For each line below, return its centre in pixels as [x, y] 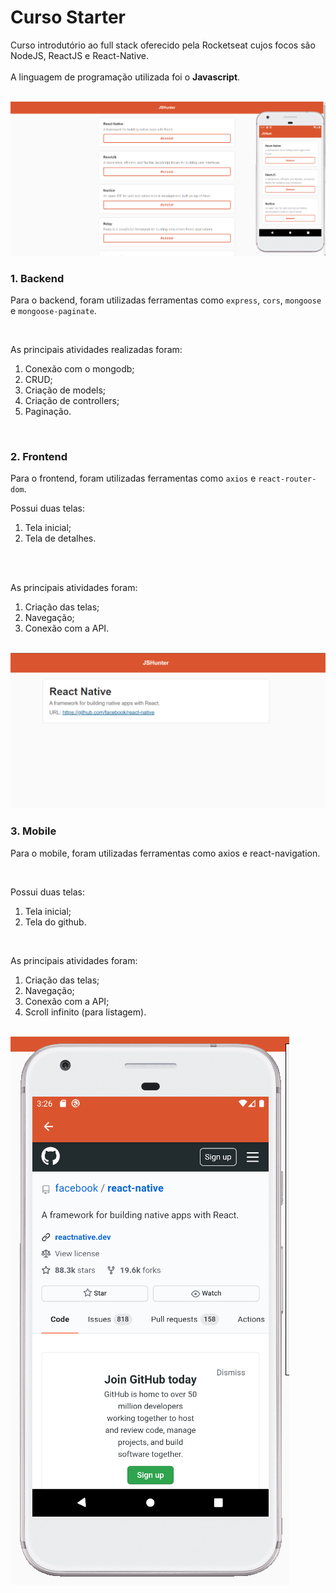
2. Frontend [39, 456]
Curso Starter [68, 17]
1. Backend [37, 278]
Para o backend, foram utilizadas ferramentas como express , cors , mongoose [166, 300]
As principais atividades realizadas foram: [96, 350]
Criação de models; [65, 390]
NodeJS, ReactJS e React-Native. [80, 55]
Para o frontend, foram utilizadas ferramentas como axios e [133, 478]
